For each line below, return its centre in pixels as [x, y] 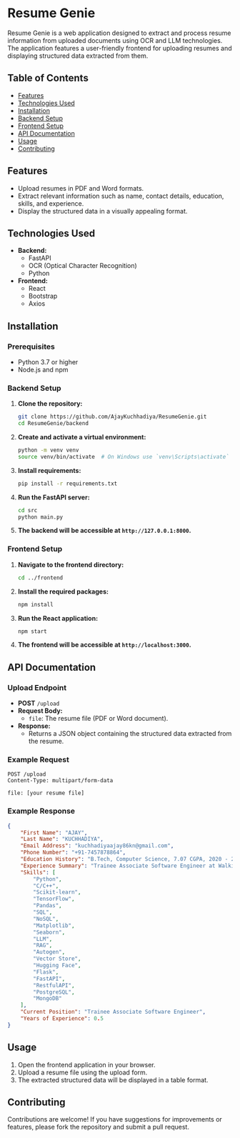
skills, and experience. [51, 203]
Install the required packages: [63, 592]
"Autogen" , [49, 952]
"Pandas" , [47, 906]
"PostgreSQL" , [54, 992]
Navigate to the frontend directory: [71, 564]
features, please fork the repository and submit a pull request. [98, 1127]
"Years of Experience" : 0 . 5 [62, 1019]
